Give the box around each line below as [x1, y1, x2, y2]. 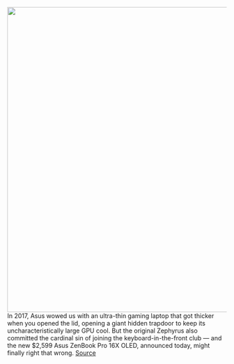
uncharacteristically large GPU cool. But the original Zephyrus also [7, 326, 198, 335]
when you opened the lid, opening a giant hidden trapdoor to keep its [7, 319, 205, 327]
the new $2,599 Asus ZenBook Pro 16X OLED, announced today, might [7, 342, 210, 349]
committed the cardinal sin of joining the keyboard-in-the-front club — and [7, 334, 222, 342]
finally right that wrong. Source [7, 349, 96, 357]
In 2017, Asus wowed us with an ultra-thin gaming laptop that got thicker [7, 312, 214, 320]
